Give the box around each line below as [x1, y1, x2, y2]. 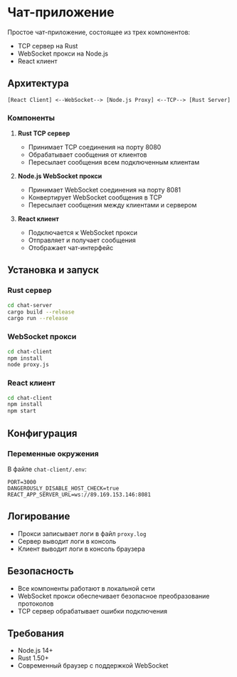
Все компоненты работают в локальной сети [17, 584, 155, 592]
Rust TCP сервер [17, 129, 70, 138]
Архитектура [7, 78, 70, 90]
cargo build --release [7, 308, 75, 316]
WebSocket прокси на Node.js [17, 49, 109, 58]
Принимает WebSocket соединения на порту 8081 [28, 186, 181, 195]
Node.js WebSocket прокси [17, 172, 102, 180]
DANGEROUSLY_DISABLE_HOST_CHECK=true [7, 485, 120, 492]
